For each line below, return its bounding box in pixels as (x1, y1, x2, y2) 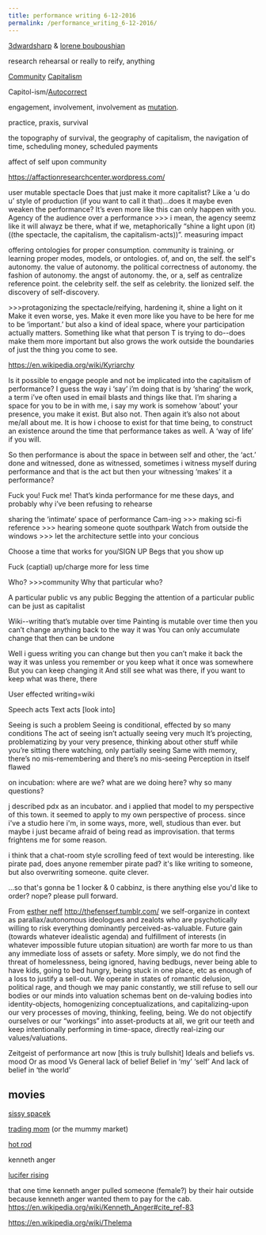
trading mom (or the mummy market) (8, 1124, 129, 1134)
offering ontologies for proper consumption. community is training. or (8, 245, 234, 255)
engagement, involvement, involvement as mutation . (8, 102, 179, 112)
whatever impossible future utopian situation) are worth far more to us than (8, 940, 253, 949)
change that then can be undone (8, 633, 115, 642)
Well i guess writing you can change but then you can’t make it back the (8, 648, 243, 658)
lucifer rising (8, 1171, 49, 1180)
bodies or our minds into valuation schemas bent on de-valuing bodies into (8, 991, 253, 1000)
